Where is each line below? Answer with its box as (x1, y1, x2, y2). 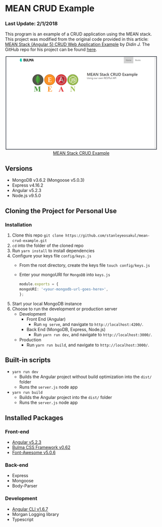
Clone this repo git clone (12, 232, 64, 238)
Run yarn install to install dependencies (12, 248, 95, 254)
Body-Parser (12, 483, 38, 489)
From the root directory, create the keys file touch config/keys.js (19, 262, 150, 268)
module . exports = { (19, 282, 59, 287)
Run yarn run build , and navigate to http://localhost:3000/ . (26, 342, 149, 348)
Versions (5, 164, 33, 173)
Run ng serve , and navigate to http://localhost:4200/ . (33, 321, 144, 327)
